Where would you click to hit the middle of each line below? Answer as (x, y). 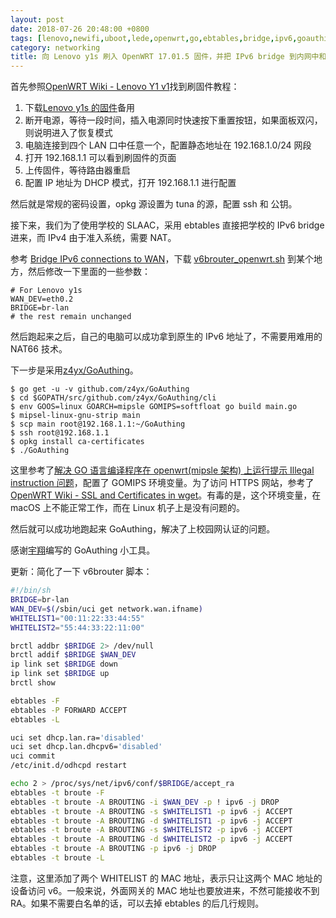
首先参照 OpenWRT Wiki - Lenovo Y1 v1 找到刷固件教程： (125, 87)
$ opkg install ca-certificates (77, 442)
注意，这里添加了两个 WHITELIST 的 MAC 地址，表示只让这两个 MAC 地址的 (166, 878)
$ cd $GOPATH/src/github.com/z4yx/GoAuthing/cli (113, 398)
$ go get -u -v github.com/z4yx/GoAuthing (100, 389)
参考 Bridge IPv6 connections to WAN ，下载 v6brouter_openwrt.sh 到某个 (162, 259)
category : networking (55, 47)
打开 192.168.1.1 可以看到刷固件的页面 (100, 158)
